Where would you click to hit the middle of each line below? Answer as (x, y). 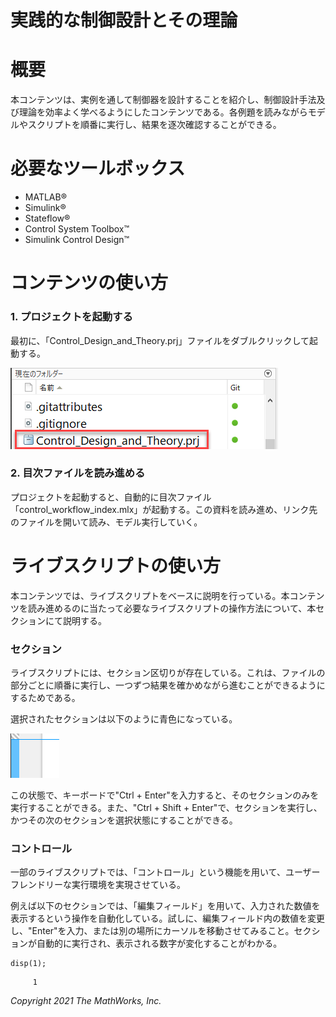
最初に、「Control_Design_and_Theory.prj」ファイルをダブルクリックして (160, 340)
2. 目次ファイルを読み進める (78, 473)
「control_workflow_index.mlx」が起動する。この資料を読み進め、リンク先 (164, 509)
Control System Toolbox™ (77, 229)
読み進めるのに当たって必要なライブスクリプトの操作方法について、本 (172, 608)
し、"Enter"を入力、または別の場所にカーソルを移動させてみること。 (152, 931)
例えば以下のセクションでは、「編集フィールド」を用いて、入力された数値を (165, 906)
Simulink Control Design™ (77, 240)
